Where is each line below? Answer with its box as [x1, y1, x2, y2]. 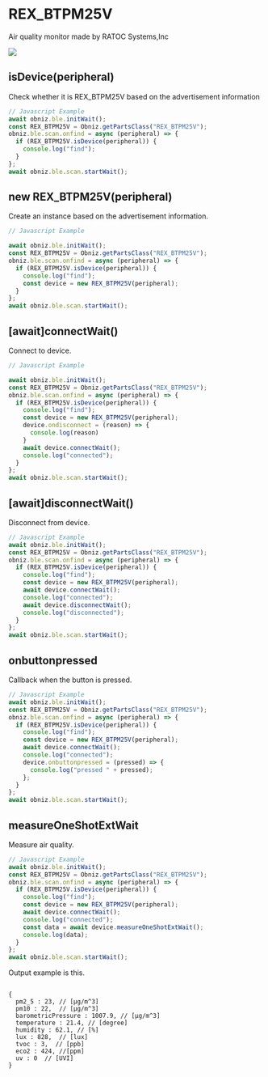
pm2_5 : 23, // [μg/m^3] [15, 998, 99, 1006]
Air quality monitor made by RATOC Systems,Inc [8, 32, 170, 41]
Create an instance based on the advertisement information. [8, 211, 208, 221]
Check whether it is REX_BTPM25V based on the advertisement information [8, 91, 261, 101]
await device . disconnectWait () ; [23, 600, 132, 609]
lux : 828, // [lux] [15, 1033, 89, 1041]
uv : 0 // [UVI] [15, 1054, 74, 1062]
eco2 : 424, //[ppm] [15, 1047, 85, 1056]
